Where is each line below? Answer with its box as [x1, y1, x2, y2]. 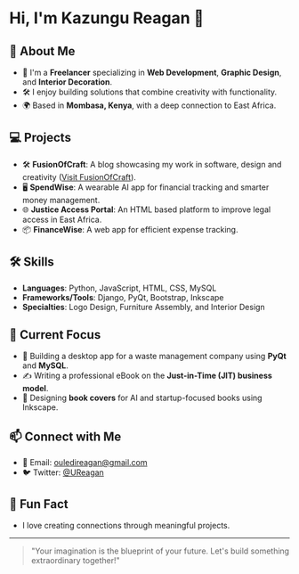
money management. [21, 194, 101, 205]
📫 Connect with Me [9, 429, 122, 444]
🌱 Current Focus [9, 327, 101, 342]
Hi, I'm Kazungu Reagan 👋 [9, 8, 205, 29]
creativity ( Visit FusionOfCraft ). [21, 171, 136, 182]
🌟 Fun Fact [9, 496, 69, 512]
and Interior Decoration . [21, 77, 113, 87]
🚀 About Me [9, 44, 76, 59]
